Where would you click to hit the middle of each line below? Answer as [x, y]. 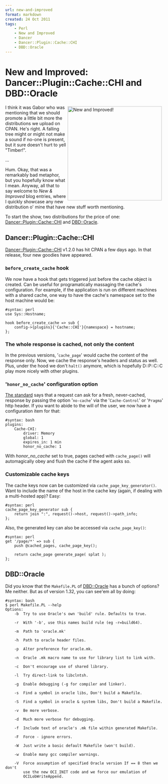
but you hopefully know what [35, 180]
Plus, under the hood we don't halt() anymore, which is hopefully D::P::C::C [84, 366]
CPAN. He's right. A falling [32, 129]
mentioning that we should [33, 113]
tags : [11, 24]
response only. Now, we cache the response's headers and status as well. [81, 360]
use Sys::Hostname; [26, 314]
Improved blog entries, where [36, 196]
